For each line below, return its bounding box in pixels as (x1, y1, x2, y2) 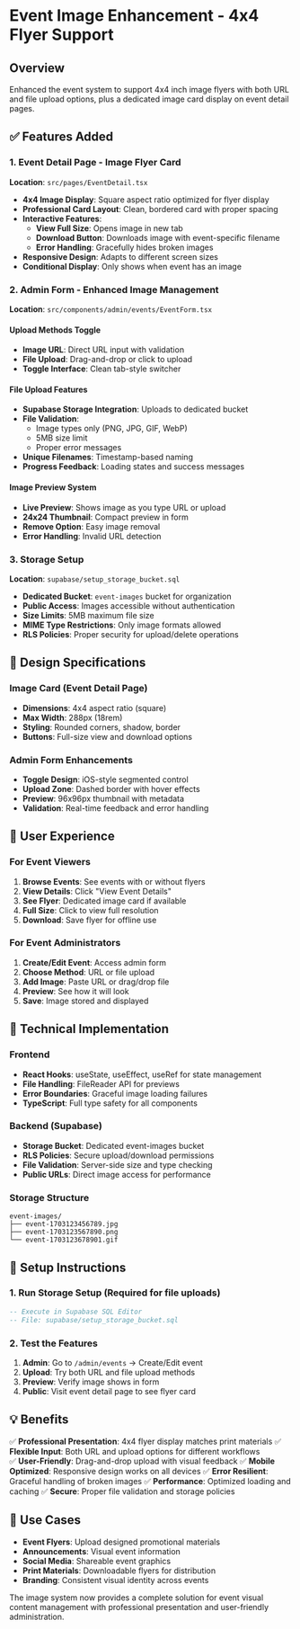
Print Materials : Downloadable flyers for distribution (22, 1565, 216, 1576)
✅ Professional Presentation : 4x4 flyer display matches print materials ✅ (9, 1436, 282, 1447)
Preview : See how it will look (22, 985, 129, 996)
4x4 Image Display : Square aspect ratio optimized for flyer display (22, 194, 269, 205)
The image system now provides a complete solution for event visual (9, 1592, 264, 1603)
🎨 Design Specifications (9, 655, 146, 671)
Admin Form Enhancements (9, 753, 133, 766)
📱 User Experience (9, 829, 115, 844)
